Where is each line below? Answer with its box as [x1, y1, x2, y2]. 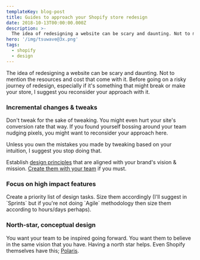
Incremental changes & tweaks [6, 103, 98, 111]
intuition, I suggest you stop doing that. [6, 147, 102, 154]
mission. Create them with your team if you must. [6, 165, 127, 172]
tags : [6, 42, 20, 48]
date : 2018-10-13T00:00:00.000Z [6, 20, 86, 26]
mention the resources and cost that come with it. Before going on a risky [6, 76, 186, 83]
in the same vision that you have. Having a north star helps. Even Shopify [6, 240, 186, 248]
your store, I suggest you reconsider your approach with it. [6, 88, 151, 95]
